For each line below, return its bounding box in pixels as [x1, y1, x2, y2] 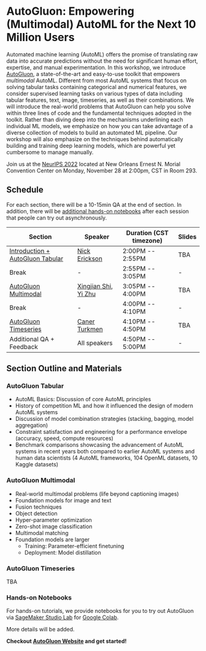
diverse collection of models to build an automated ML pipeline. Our [6, 129, 178, 136]
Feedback [9, 342, 39, 351]
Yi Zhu [77, 290, 96, 298]
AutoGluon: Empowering [6, 4, 135, 18]
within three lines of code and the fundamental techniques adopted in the [6, 109, 192, 117]
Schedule [6, 185, 44, 195]
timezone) [132, 236, 162, 245]
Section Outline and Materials [6, 363, 123, 374]
